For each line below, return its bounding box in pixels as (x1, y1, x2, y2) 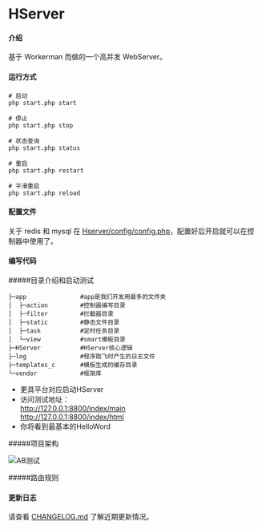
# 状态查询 (8, 137, 40, 145)
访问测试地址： (19, 394, 70, 404)
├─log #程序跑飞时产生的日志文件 (8, 353, 156, 361)
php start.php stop (8, 121, 74, 129)
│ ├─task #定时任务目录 (8, 327, 120, 335)
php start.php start (8, 99, 78, 107)
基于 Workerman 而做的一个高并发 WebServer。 (8, 52, 167, 62)
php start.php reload (8, 189, 81, 197)
